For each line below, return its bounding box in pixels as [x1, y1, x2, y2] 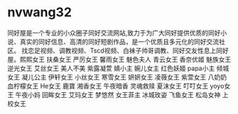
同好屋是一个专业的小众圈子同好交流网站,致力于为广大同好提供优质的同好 [7, 28, 222, 37]
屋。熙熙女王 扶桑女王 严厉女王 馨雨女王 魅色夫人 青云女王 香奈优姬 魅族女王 [7, 55, 232, 64]
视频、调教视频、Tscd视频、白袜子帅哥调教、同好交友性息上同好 [40, 46, 229, 55]
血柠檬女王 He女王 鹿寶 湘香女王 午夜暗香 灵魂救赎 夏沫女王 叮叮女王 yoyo [7, 81, 225, 90]
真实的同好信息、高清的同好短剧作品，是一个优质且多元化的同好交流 [19, 37, 219, 46]
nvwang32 [7, 4, 72, 21]
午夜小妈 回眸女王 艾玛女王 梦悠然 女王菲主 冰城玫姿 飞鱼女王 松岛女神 [15, 90, 221, 99]
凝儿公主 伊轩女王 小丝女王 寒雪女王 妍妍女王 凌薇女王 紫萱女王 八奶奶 [21, 72, 227, 81]
